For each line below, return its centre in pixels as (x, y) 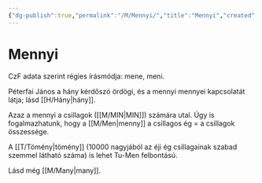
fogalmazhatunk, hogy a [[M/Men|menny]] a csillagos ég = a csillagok (122, 123)
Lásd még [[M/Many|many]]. (55, 170)
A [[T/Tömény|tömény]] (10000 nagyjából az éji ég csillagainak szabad (123, 147)
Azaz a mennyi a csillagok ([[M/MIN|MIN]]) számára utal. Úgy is (111, 115)
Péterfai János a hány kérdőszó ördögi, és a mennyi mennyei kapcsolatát (127, 91)
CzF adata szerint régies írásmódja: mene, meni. (87, 76)
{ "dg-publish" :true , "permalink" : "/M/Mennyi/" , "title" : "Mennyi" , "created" (132, 15)
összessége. (29, 131)
